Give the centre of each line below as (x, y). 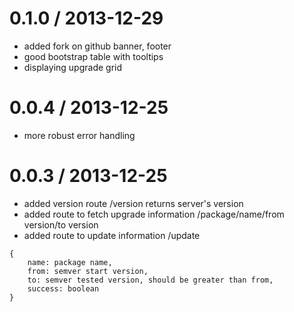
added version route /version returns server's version (133, 203)
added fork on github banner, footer (97, 46)
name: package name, (70, 262)
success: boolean (63, 288)
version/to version (61, 224)
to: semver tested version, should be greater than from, (150, 280)
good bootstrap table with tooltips (93, 56)
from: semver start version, (88, 271)
